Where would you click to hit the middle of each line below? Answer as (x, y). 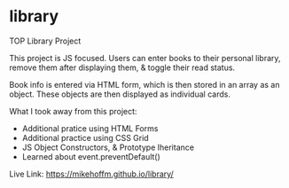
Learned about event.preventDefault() (91, 156)
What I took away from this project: (73, 111)
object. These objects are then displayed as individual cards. (120, 94)
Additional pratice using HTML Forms (90, 128)
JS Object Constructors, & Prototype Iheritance (108, 147)
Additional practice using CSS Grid (85, 137)
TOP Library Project (45, 41)
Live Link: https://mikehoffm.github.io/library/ (92, 174)
